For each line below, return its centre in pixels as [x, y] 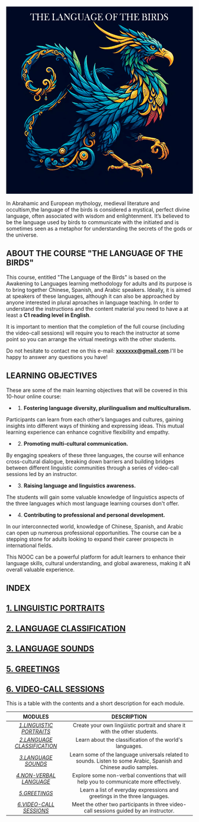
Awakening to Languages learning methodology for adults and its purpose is [99, 284]
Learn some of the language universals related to [129, 754]
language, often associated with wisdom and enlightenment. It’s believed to [98, 216]
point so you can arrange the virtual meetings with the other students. [91, 339]
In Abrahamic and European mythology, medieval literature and [83, 203]
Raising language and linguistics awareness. [80, 486]
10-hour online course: [34, 396]
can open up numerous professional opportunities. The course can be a [94, 533]
